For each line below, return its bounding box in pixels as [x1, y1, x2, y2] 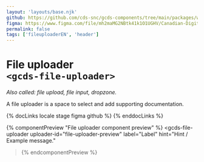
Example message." [6, 137, 56, 144]
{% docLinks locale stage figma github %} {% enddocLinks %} [6, 112, 164, 119]
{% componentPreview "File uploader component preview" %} [6, 124, 163, 132]
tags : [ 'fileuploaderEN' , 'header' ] [6, 32, 99, 38]
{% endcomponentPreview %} [21, 149, 98, 156]
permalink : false [6, 26, 50, 32]
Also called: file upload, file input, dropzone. [6, 89, 117, 96]
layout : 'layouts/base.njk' [6, 9, 78, 15]
